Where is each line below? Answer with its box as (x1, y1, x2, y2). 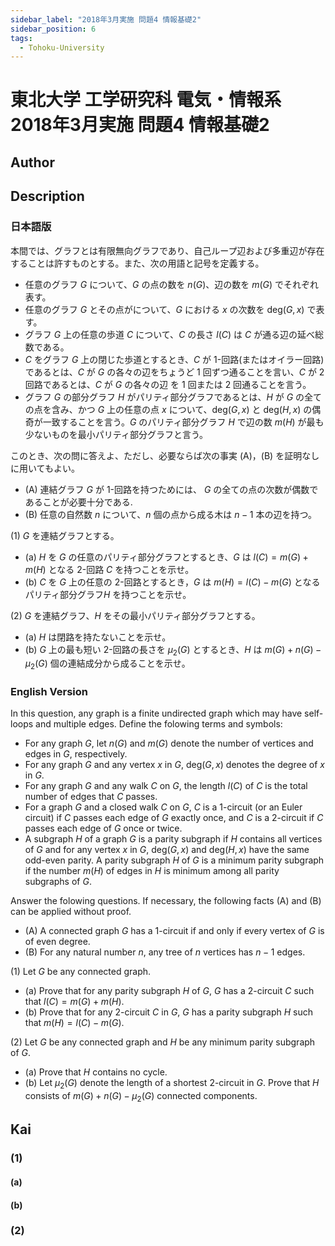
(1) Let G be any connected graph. (10, 966, 152, 978)
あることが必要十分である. (24, 496, 133, 508)
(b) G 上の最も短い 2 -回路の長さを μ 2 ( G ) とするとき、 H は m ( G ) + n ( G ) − (24, 643, 322, 658)
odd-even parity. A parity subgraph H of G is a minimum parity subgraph (24, 854, 325, 866)
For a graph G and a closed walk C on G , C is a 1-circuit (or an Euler (24, 801, 303, 813)
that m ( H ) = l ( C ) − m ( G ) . (24, 1017, 125, 1029)
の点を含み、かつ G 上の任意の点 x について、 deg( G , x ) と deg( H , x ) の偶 (24, 403, 322, 415)
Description (10, 188, 85, 205)
